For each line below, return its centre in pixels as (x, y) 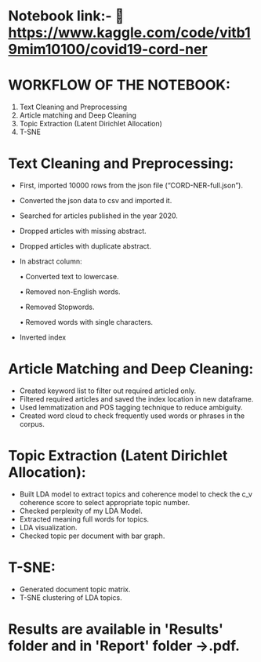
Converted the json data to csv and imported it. (96, 201)
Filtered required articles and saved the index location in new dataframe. (136, 399)
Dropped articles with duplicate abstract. (85, 246)
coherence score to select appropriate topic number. (105, 502)
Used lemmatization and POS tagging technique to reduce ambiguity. (131, 407)
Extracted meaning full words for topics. (84, 519)
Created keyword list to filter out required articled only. (108, 391)
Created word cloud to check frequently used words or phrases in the (132, 416)
